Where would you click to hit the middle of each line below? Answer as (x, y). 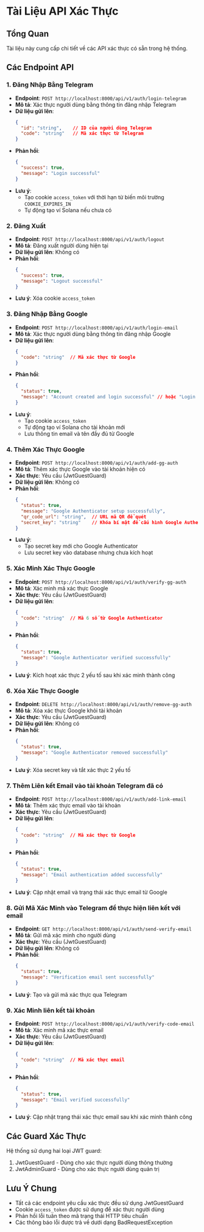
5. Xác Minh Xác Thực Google (51, 568)
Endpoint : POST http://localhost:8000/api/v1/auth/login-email (97, 327)
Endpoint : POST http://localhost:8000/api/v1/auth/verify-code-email (105, 1024)
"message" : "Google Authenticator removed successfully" (95, 752)
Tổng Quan (28, 34)
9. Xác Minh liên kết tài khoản (51, 1010)
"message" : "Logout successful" (62, 281)
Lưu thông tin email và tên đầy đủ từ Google (79, 433)
